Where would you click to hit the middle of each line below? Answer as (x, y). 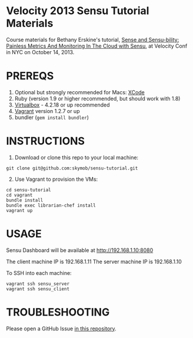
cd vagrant (19, 195)
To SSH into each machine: (39, 273)
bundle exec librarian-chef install (51, 205)
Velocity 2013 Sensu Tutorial (78, 11)
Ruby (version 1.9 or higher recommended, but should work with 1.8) (97, 98)
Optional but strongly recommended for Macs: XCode (80, 92)
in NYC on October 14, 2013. (40, 52)
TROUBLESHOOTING (58, 312)
